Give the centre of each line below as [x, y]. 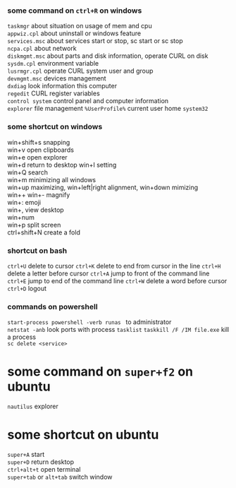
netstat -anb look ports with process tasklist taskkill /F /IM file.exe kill [118, 330]
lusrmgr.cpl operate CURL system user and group [80, 71]
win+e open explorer [38, 157]
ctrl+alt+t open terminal [44, 470]
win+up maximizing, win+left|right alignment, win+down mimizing [103, 187]
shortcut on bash [37, 251]
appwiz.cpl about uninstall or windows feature [74, 33]
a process [22, 337]
